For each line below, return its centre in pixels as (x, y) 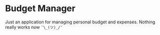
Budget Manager (40, 9)
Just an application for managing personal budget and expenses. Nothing (80, 22)
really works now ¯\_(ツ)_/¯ (34, 27)
